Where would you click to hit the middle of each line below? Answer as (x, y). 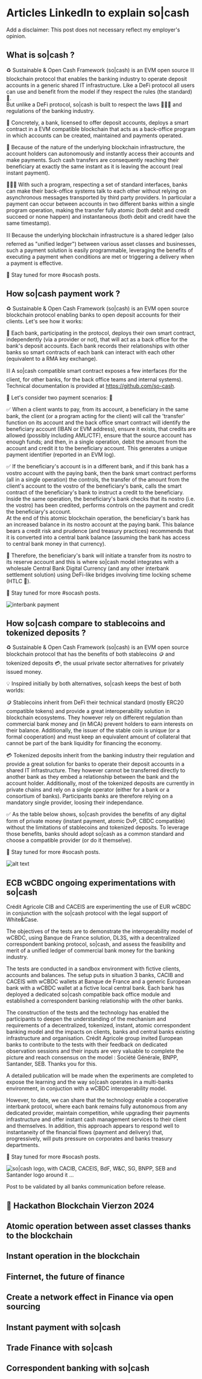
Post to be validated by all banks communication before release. (86, 1187)
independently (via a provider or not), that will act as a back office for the (97, 339)
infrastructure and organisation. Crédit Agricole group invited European (95, 1038)
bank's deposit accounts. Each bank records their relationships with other (98, 346)
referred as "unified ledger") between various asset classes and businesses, (101, 244)
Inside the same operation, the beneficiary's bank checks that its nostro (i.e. (101, 499)
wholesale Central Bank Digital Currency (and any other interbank (88, 568)
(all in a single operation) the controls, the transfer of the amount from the (98, 479)
